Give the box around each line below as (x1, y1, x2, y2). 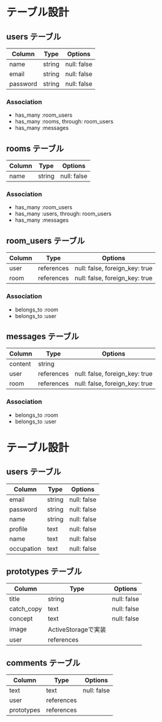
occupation (9, 544, 42, 553)
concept (9, 614, 33, 623)
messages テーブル (6, 331, 79, 342)
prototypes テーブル (6, 567, 83, 577)
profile (9, 524, 28, 533)
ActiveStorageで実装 (48, 625, 107, 634)
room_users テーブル (6, 235, 86, 246)
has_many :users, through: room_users (14, 210, 112, 218)
